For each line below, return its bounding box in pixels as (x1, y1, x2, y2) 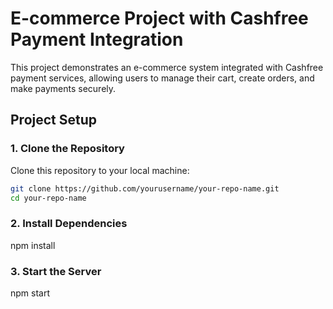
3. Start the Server (10, 264, 102, 278)
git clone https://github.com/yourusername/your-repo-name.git (10, 183, 280, 194)
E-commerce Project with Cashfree (10, 7, 309, 30)
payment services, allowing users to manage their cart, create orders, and (10, 72, 315, 84)
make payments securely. (10, 82, 117, 94)
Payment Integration (10, 28, 184, 51)
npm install (10, 239, 56, 251)
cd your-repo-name (10, 193, 87, 203)
